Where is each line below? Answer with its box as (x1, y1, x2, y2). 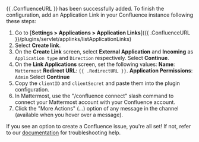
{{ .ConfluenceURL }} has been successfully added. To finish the (6, 5, 165, 12)
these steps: (6, 18, 37, 24)
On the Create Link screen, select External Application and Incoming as (14, 48, 194, 55)
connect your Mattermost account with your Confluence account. (14, 99, 175, 106)
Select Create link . (14, 42, 61, 49)
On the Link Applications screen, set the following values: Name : (14, 61, 175, 68)
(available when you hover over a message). (14, 111, 124, 118)
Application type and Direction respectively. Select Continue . (14, 55, 169, 61)
